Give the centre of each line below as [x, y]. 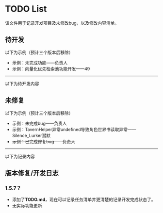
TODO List [26, 9]
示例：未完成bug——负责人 [39, 123]
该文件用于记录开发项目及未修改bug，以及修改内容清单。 [62, 23]
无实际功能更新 [27, 206]
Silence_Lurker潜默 [31, 135]
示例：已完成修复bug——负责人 [44, 141]
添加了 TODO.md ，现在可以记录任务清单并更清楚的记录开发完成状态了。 [84, 199]
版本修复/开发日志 [32, 173]
